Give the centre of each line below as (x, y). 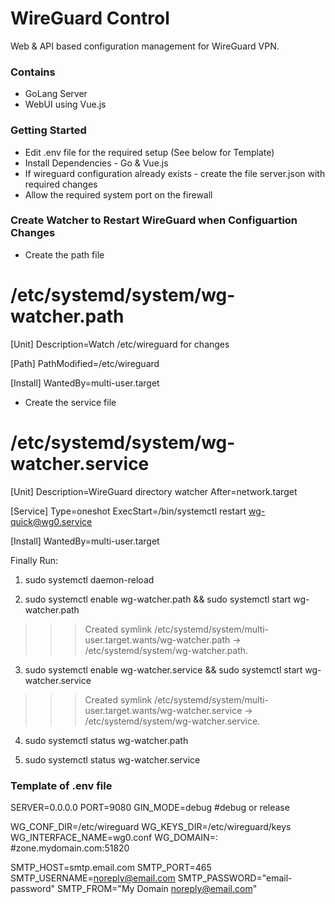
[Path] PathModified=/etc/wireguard (85, 363)
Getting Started (48, 130)
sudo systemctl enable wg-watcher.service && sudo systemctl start (163, 669)
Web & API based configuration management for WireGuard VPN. (145, 46)
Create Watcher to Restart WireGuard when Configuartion (154, 220)
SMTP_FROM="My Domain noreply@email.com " (157, 888)
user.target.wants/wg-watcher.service (163, 710)
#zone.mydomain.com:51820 (70, 848)
